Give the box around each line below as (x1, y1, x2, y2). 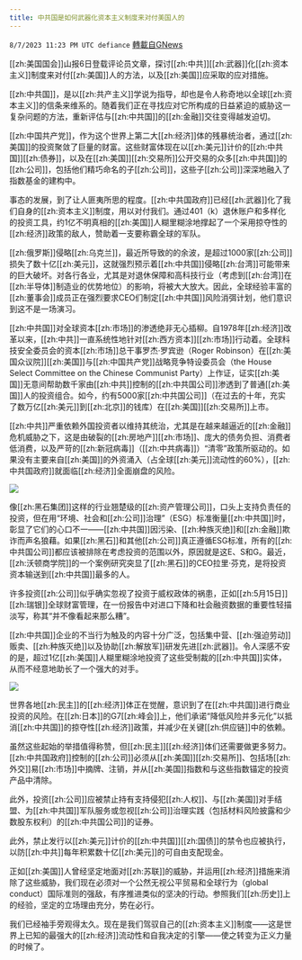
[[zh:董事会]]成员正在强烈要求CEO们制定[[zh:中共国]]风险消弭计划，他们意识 (9, 292, 292, 302)
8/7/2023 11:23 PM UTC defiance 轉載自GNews (9, 39, 183, 49)
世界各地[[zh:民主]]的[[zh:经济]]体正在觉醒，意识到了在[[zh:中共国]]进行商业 (9, 699, 290, 710)
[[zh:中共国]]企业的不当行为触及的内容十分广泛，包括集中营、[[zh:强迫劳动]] (9, 629, 291, 640)
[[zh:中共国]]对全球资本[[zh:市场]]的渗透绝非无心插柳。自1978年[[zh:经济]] (9, 322, 284, 333)
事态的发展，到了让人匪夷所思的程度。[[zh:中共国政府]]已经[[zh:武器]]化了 (9, 194, 283, 205)
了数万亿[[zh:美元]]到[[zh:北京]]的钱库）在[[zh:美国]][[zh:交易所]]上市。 (9, 401, 274, 412)
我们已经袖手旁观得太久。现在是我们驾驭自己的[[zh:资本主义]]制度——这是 (9, 919, 285, 929)
